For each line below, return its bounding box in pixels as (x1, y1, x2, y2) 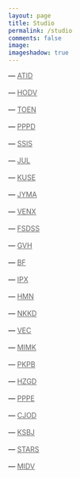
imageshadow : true (8, 49, 69, 57)
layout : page (8, 11, 51, 20)
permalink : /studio (8, 26, 73, 34)
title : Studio (8, 19, 55, 27)
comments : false (8, 34, 62, 42)
